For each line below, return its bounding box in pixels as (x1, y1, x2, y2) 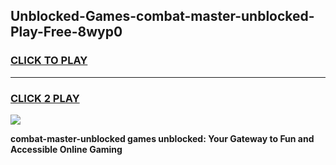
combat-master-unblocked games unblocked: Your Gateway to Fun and (10, 132, 315, 144)
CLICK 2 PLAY (10, 91, 80, 105)
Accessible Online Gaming (10, 143, 123, 155)
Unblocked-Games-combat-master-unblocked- (10, 8, 315, 25)
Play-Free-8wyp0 (10, 24, 123, 41)
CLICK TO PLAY (10, 54, 88, 68)
